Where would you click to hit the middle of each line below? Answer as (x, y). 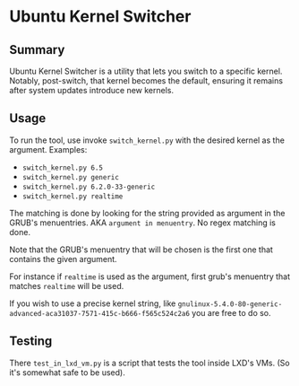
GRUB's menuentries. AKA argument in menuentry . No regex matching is (142, 223)
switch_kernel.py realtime (73, 196)
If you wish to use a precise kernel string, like (93, 303)
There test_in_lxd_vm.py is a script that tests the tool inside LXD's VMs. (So (149, 363)
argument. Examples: (48, 149)
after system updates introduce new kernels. (92, 90)
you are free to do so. (231, 312)
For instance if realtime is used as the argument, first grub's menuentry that (150, 276)
